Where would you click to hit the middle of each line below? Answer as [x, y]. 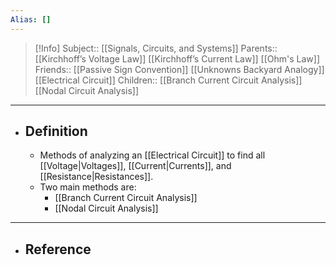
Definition [56, 131]
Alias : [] [31, 19]
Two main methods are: [88, 187]
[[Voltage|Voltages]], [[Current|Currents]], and [135, 166]
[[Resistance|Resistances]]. [96, 177]
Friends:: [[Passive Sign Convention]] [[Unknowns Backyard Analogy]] [179, 69]
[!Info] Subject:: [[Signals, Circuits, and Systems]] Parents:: [156, 48]
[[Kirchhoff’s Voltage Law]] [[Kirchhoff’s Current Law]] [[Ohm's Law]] [177, 58]
